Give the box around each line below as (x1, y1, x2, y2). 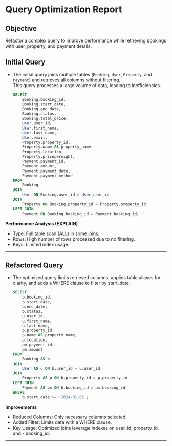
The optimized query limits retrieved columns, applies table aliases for (12, 274, 161, 281)
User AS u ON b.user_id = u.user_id (22, 366, 100, 371)
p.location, (22, 337, 48, 343)
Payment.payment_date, (22, 168, 71, 174)
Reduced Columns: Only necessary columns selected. (12, 414, 127, 420)
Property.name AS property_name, (22, 144, 94, 150)
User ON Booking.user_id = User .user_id (22, 192, 110, 198)
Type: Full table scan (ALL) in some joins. (12, 230, 100, 237)
